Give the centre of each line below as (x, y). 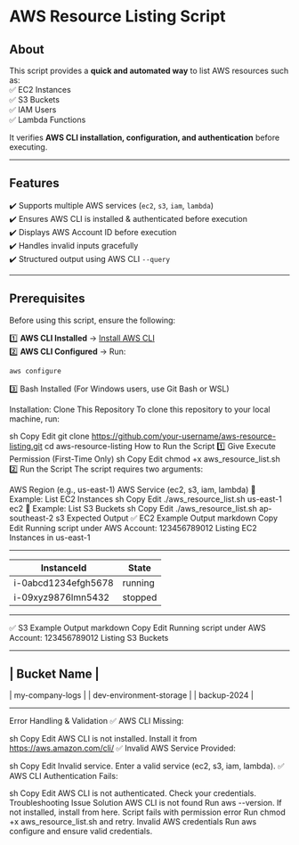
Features (34, 183)
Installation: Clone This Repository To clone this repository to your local (140, 409)
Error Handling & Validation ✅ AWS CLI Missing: (97, 721)
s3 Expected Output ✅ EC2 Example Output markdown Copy (167, 518)
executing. (28, 147)
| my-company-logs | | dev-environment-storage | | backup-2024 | (131, 695)
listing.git (26, 446)
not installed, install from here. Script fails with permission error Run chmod (148, 812)
